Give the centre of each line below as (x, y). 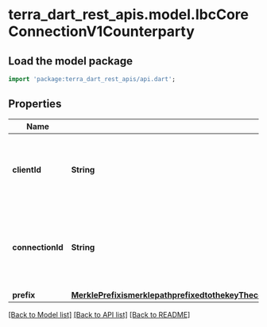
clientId (27, 169)
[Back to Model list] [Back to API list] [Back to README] (99, 314)
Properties (35, 104)
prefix (24, 294)
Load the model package (71, 61)
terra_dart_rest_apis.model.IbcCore (128, 15)
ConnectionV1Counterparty (101, 31)
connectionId (38, 247)
